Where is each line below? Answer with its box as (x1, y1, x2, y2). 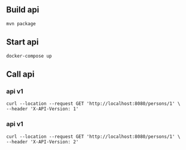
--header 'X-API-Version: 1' (6, 106, 79, 112)
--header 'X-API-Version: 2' (6, 139, 79, 145)
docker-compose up (6, 53, 52, 59)
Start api (6, 37, 39, 47)
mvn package (6, 20, 36, 26)
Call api (6, 69, 35, 80)
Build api (6, 5, 39, 15)
